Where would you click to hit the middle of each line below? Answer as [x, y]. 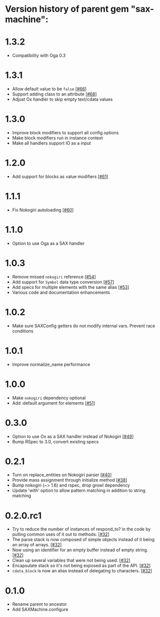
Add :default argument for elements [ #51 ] [54, 403]
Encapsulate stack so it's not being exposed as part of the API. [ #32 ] [81, 566]
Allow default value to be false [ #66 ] [49, 89]
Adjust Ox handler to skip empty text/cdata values [62, 100]
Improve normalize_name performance [51, 364]
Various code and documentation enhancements [61, 292]
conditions [23, 331]
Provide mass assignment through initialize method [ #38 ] [70, 480]
